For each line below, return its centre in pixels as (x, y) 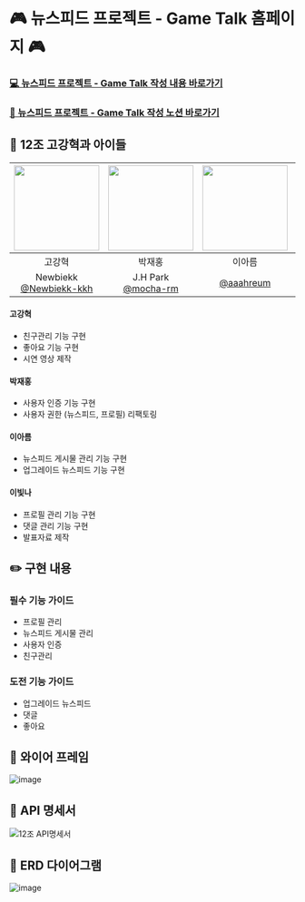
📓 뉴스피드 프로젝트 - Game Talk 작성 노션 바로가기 (114, 113)
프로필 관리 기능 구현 (59, 515)
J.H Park (151, 277)
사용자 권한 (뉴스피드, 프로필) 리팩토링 (89, 415)
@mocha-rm (151, 289)
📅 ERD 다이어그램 (56, 865)
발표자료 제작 (46, 537)
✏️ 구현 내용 (40, 569)
